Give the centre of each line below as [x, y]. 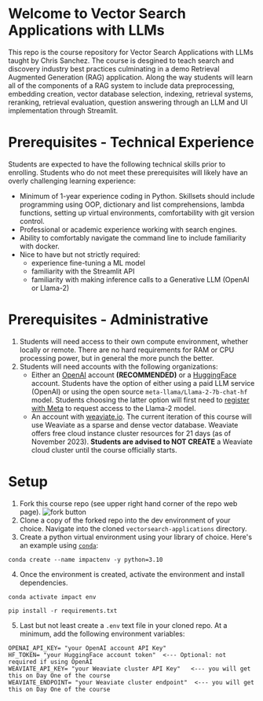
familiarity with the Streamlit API [83, 271]
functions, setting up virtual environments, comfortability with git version [137, 212]
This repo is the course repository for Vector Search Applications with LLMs [131, 52]
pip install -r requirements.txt [63, 611]
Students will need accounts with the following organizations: [119, 366]
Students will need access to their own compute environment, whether [134, 341]
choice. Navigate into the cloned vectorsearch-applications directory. [133, 528]
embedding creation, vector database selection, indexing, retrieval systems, [131, 94]
